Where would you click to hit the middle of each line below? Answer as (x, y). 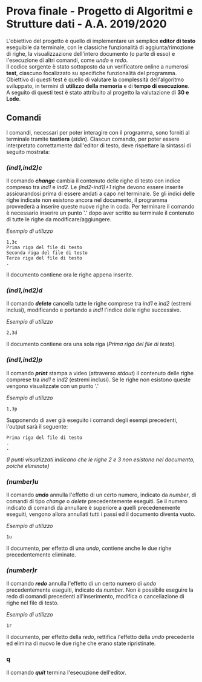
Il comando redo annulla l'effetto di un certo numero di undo (81, 584)
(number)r (22, 570)
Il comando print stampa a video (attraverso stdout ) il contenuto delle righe (100, 373)
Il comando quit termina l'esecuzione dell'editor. (67, 672)
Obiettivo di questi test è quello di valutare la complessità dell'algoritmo (95, 79)
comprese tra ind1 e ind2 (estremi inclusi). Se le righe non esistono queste (99, 379)
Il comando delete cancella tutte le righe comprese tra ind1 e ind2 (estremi (99, 304)
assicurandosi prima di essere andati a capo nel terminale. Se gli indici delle (101, 194)
